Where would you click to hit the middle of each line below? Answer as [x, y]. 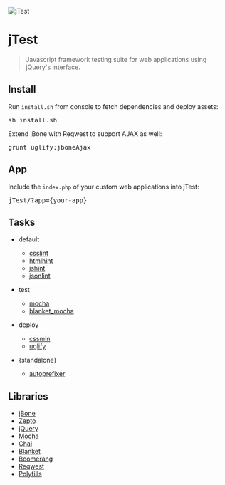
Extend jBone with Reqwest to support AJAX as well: [85, 134]
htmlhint [41, 261]
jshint [37, 268]
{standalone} [37, 360]
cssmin [40, 339]
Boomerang [36, 459]
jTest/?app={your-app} [48, 200]
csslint [39, 254]
